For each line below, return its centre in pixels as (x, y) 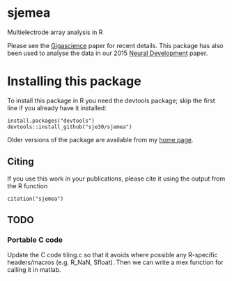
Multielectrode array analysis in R (55, 32)
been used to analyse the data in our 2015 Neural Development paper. (108, 53)
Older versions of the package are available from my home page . (100, 139)
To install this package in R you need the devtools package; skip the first (111, 100)
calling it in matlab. (34, 270)
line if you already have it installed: (57, 108)
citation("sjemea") (36, 199)
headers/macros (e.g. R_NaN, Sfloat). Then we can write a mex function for (116, 262)
